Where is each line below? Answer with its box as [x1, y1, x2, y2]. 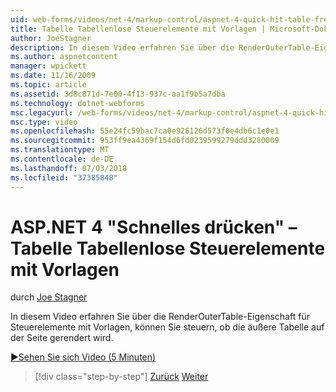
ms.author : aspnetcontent [10, 52, 118, 62]
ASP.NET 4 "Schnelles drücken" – [10, 216, 298, 238]
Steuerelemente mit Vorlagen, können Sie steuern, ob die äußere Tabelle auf [10, 321, 325, 333]
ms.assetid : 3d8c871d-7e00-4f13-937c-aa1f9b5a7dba [10, 89, 226, 99]
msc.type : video [10, 117, 78, 127]
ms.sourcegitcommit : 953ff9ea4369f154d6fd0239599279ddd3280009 [10, 136, 280, 146]
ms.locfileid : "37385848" [10, 172, 118, 183]
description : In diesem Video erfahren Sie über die [10, 42, 235, 53]
